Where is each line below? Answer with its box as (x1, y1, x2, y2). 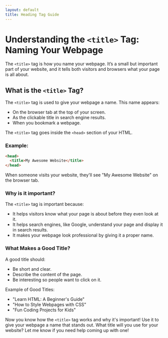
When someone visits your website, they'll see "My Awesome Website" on (5, 172, 158, 178)
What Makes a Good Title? (5, 245, 70, 252)
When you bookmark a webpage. (12, 120, 81, 126)
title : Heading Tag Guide (5, 12, 59, 17)
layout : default (5, 7, 39, 13)
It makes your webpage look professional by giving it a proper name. (12, 232, 154, 239)
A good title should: (5, 256, 45, 262)
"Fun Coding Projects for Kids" (12, 307, 76, 313)
